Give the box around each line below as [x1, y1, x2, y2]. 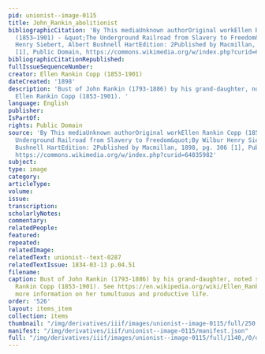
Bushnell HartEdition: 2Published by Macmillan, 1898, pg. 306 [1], [15, 143, 245, 151]
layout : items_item [8, 304, 73, 312]
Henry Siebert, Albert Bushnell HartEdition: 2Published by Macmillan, [15, 41, 256, 49]
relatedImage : [8, 246, 55, 254]
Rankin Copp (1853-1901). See [15, 283, 114, 291]
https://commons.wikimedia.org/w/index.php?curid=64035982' [15, 151, 217, 158]
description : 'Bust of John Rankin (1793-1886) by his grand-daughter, [8, 84, 248, 93]
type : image [8, 166, 47, 173]
